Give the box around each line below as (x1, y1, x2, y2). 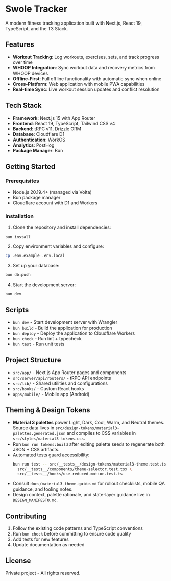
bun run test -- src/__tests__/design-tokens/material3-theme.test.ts (12, 462, 166, 467)
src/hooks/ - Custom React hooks (12, 385, 84, 391)
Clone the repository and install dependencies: (12, 224, 111, 230)
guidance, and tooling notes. (12, 486, 73, 492)
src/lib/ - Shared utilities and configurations (12, 380, 108, 386)
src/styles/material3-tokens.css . (12, 435, 85, 442)
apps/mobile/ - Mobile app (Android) (12, 391, 90, 397)
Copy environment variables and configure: (12, 243, 104, 249)
